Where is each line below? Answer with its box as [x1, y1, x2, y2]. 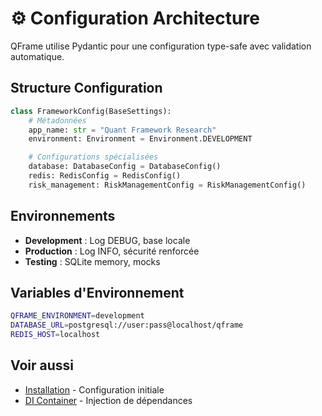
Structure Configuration [10, 80, 163, 97]
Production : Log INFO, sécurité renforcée [24, 245, 200, 257]
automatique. [10, 50, 65, 62]
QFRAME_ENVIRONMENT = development [10, 311, 145, 321]
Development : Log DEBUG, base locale [24, 234, 191, 246]
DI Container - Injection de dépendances [24, 394, 193, 406]
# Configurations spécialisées [28, 152, 159, 162]
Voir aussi [10, 357, 74, 374]
